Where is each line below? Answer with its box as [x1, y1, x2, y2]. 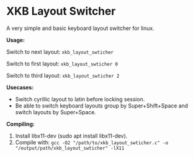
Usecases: [6, 84, 34, 91]
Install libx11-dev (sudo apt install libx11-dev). [15, 132, 128, 139]
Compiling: [6, 120, 35, 128]
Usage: [6, 36, 26, 43]
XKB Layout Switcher [6, 4, 116, 18]
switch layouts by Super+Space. [15, 108, 96, 115]
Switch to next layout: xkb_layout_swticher [6, 48, 114, 56]
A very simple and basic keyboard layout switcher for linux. [6, 24, 154, 32]
